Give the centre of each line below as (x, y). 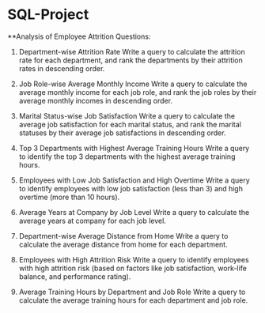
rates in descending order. (62, 68)
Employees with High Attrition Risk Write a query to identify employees (134, 259)
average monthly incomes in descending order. (96, 100)
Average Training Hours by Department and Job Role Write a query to (132, 292)
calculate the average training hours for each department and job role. (133, 300)
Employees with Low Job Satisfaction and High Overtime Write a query (134, 180)
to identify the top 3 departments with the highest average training (127, 156)
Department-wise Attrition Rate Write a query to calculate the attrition (132, 51)
